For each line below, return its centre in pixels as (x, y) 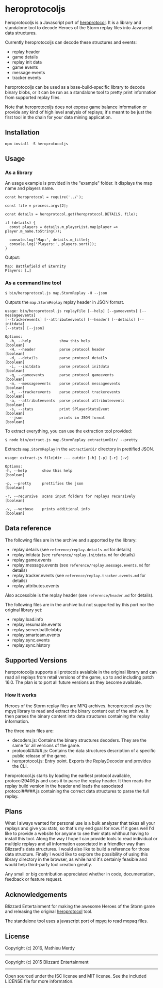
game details (25, 57)
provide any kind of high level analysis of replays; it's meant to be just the (78, 112)
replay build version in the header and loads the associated (64, 786)
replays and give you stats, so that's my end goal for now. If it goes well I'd (80, 828)
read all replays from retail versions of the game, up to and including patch (80, 677)
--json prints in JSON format (57, 418)
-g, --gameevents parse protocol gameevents (62, 375)
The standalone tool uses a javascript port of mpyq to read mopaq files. (76, 921)
